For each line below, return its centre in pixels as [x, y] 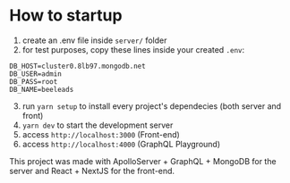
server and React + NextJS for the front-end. [92, 171]
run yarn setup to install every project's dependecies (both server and [152, 106]
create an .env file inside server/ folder [94, 40]
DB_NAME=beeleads [42, 89]
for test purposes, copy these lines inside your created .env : [133, 49]
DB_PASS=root [34, 81]
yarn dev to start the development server [98, 125]
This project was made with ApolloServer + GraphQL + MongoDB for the [143, 161]
